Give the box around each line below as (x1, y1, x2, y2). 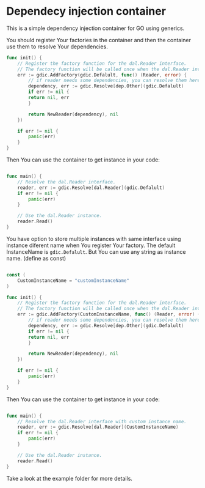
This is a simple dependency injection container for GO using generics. (6, 24, 185, 32)
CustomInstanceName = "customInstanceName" (17, 277, 130, 284)
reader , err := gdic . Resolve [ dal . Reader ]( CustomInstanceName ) (17, 424, 179, 431)
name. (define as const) (6, 254, 67, 262)
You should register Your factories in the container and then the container (6, 36, 191, 43)
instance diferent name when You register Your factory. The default (6, 242, 176, 249)
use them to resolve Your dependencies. (6, 43, 108, 50)
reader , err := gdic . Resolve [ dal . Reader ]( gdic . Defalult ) (17, 185, 165, 191)
